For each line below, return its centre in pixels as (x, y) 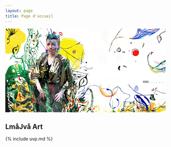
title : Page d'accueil (29, 16)
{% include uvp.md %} (29, 139)
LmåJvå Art (24, 126)
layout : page (19, 11)
